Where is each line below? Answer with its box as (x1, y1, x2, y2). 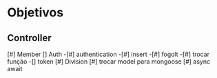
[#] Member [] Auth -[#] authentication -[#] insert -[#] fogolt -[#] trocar (7, 50, 210, 58)
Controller (7, 32, 52, 44)
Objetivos (7, 5, 64, 21)
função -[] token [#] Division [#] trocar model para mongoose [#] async (7, 57, 211, 66)
